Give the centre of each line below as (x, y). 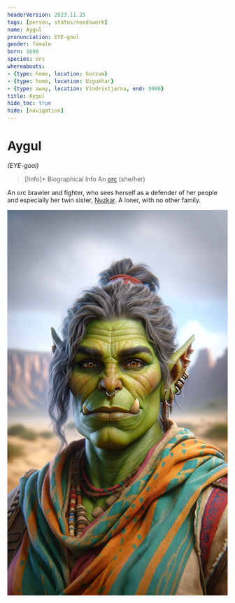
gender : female (29, 44)
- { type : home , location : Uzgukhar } (60, 81)
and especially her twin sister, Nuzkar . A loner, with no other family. (104, 200)
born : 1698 (23, 52)
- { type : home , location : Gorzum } (58, 73)
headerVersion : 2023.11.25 (47, 15)
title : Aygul (26, 96)
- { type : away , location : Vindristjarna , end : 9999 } (86, 88)
